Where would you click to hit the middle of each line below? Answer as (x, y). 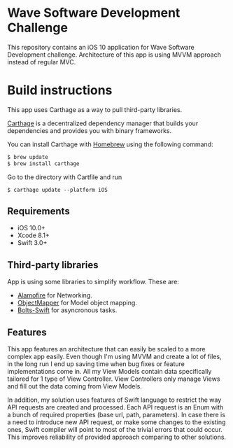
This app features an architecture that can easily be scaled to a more (106, 349)
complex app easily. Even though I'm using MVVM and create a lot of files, (114, 357)
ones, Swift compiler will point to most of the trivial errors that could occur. (115, 430)
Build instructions (60, 91)
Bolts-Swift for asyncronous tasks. (67, 310)
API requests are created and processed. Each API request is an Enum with (115, 407)
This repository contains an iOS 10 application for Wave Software (101, 47)
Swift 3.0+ (32, 243)
